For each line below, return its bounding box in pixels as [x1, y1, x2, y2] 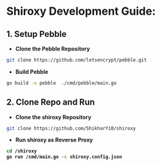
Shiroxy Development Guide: [6, 4, 156, 18]
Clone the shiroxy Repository [15, 113, 92, 121]
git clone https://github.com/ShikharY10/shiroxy [6, 125, 136, 132]
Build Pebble [15, 68, 49, 75]
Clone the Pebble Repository [15, 45, 90, 52]
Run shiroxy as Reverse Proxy [15, 136, 93, 144]
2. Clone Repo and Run [6, 97, 95, 108]
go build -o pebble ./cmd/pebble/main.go [6, 80, 117, 86]
